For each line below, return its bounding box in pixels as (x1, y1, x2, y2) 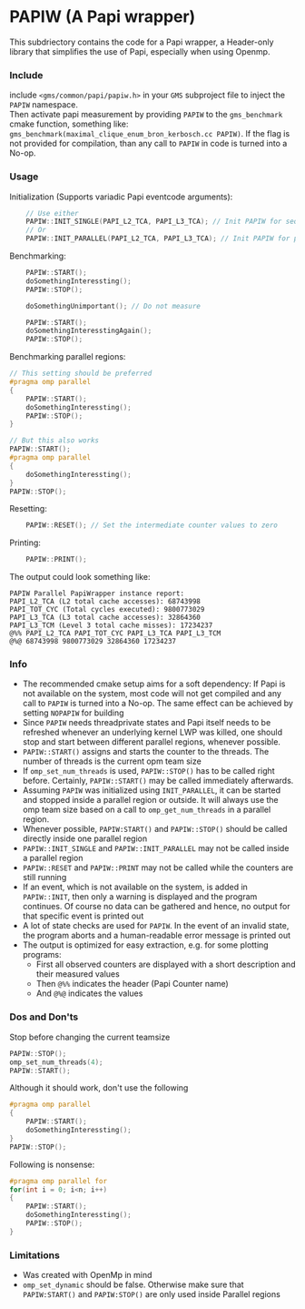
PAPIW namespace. (9, 99, 79, 110)
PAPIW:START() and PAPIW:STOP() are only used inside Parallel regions (22, 1289, 281, 1300)
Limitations (9, 1249, 61, 1262)
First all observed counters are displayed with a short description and (35, 959, 296, 970)
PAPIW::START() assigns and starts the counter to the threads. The (22, 746, 270, 757)
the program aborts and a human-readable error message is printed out (22, 930, 291, 941)
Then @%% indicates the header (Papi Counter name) (35, 979, 229, 989)
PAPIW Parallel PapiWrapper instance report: (9, 589, 184, 598)
